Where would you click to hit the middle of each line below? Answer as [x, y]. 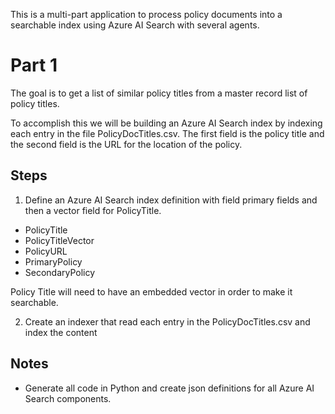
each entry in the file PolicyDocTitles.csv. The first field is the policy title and [167, 133]
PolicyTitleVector [59, 240]
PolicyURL [46, 251]
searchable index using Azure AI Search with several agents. [135, 25]
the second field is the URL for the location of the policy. [126, 144]
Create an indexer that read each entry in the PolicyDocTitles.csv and [167, 321]
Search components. [68, 398]
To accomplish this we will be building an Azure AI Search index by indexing [166, 123]
